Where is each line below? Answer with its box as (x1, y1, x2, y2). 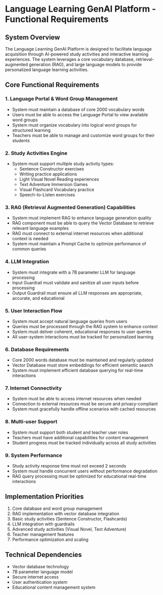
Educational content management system (12, 584, 96, 590)
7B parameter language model (12, 569, 73, 575)
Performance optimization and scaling (12, 537, 89, 542)
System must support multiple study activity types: (12, 161, 114, 167)
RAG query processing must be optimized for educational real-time (12, 473, 147, 479)
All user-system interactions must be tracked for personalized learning (12, 334, 154, 339)
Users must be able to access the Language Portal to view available (12, 112, 148, 117)
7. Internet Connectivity (5, 385, 62, 391)
